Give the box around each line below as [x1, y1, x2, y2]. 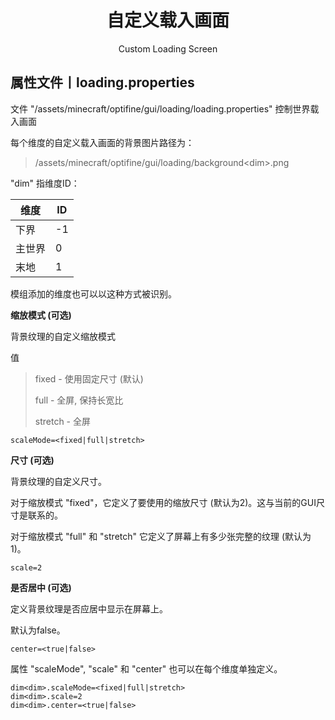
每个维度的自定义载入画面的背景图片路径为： [10, 136, 195, 148]
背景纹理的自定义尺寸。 [10, 475, 107, 487]
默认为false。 [10, 624, 66, 636]
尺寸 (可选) [10, 454, 55, 466]
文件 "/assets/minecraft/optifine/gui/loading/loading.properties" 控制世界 [10, 102, 311, 115]
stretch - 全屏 [34, 415, 92, 427]
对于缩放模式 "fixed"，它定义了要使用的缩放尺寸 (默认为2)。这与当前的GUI [10, 496, 317, 508]
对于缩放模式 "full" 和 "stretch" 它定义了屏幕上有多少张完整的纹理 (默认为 [10, 530, 312, 542]
